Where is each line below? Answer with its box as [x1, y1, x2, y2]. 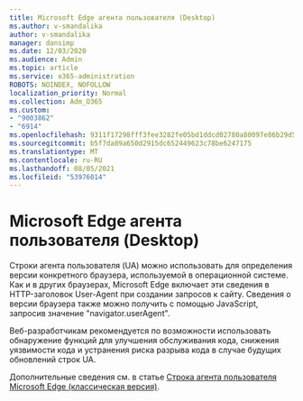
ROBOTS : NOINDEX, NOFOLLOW [9, 80, 111, 89]
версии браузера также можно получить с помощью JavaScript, [9, 298, 259, 309]
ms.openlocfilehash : [9, 131, 87, 140]
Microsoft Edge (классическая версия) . [9, 381, 161, 392]
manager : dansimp [9, 38, 75, 48]
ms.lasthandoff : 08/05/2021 [9, 164, 115, 173]
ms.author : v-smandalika [9, 22, 103, 31]
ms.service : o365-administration [9, 72, 135, 81]
